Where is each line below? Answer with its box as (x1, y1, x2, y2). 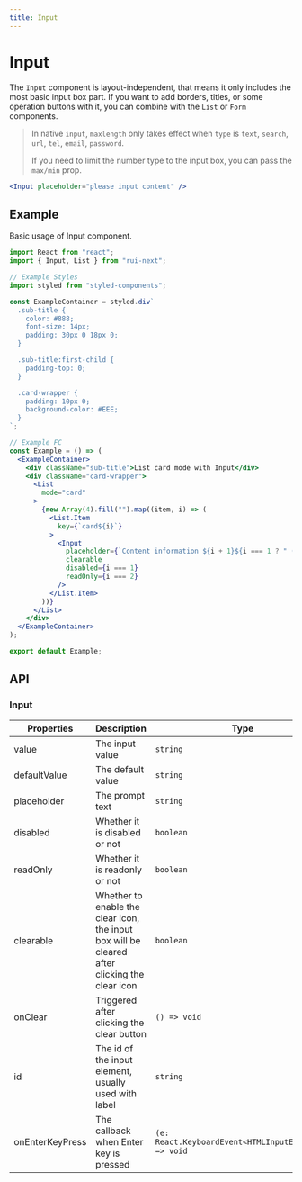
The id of (95, 1042, 134, 1054)
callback (95, 1124, 132, 1137)
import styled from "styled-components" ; (9, 281, 167, 290)
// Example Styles (9, 273, 78, 282)
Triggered (95, 994, 138, 1006)
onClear (13, 1010, 48, 1023)
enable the (95, 900, 141, 913)
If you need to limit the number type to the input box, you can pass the (31, 155, 292, 166)
